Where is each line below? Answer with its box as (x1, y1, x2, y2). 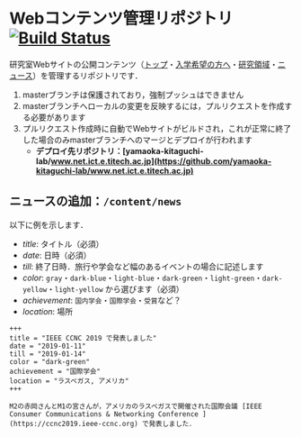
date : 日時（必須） (22, 250, 92, 260)
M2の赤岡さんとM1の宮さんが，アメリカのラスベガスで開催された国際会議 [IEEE (9, 402, 262, 411)
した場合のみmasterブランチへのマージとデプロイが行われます (22, 134, 253, 145)
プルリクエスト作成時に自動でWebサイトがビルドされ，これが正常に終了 (22, 123, 292, 133)
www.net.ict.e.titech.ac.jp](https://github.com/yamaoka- (50, 155, 272, 167)
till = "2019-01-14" (9, 349, 87, 359)
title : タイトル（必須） (22, 238, 104, 249)
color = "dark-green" (9, 357, 91, 366)
